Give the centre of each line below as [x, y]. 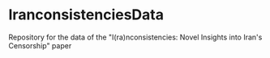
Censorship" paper [40, 45]
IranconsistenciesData [86, 15]
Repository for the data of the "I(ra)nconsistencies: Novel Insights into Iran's [135, 37]
